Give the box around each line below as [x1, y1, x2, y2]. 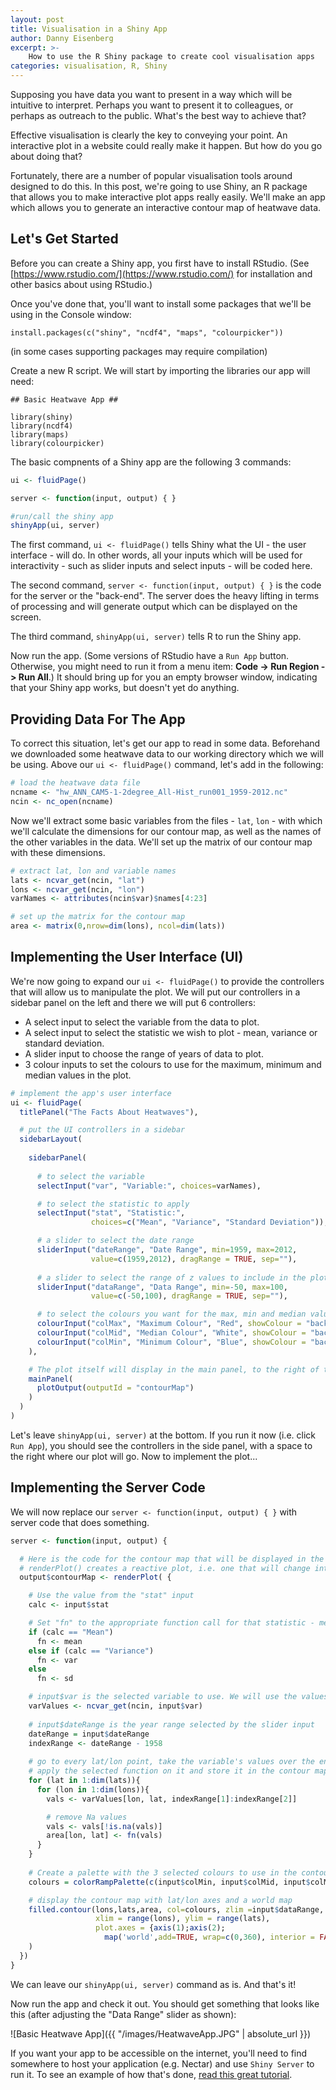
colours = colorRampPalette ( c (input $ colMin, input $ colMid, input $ [28, 1877, 311, 1887]
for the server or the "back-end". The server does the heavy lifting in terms [10, 590, 320, 602]
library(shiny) [10, 412, 74, 422]
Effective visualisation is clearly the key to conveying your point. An [10, 129, 288, 141]
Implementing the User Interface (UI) [10, 949, 244, 966]
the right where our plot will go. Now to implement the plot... [10, 1450, 258, 1462]
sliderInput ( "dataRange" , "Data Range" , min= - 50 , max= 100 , [36, 1282, 288, 1292]
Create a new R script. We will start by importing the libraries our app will [10, 364, 311, 376]
